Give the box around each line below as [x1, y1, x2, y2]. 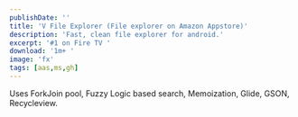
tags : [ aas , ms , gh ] [9, 64, 79, 73]
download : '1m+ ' [9, 47, 75, 56]
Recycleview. [9, 97, 59, 108]
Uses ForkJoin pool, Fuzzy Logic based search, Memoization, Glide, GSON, [9, 87, 291, 99]
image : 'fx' [9, 55, 54, 64]
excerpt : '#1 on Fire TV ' [9, 38, 111, 48]
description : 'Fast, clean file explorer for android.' [9, 30, 224, 39]
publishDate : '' [9, 13, 70, 22]
